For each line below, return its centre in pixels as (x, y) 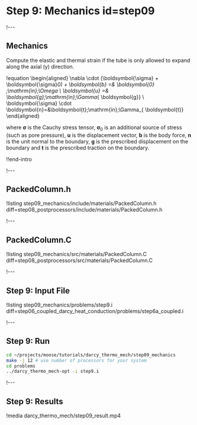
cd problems (21, 366)
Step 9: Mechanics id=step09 (80, 11)
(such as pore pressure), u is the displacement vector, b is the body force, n (98, 135)
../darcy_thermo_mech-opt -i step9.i (53, 372)
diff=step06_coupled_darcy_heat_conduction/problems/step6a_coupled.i (95, 311)
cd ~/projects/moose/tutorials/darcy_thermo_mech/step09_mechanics (91, 355)
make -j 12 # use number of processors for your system (76, 360)
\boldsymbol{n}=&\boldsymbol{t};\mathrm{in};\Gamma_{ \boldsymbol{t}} (95, 109)
